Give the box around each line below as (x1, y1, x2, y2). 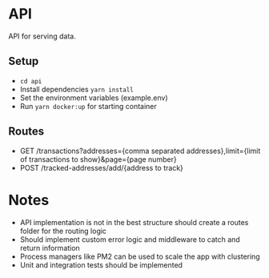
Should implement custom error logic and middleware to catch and (19, 234, 240, 244)
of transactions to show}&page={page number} (19, 154, 178, 164)
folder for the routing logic (19, 226, 106, 236)
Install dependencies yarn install (19, 84, 134, 94)
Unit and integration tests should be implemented (19, 260, 183, 269)
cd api (19, 77, 42, 85)
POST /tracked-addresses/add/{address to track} (19, 163, 184, 172)
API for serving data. (8, 31, 76, 41)
